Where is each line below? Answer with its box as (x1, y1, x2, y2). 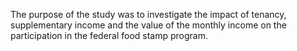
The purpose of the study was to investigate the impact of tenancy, (10, 9, 287, 20)
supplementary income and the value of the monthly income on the (10, 19, 287, 31)
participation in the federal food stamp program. (10, 30, 209, 41)
